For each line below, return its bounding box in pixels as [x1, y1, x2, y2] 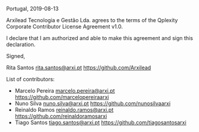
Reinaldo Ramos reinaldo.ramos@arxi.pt [14, 106, 114, 113]
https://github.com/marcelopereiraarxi [14, 94, 109, 100]
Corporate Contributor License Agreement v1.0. [6, 23, 123, 30]
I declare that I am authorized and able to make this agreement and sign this [6, 35, 193, 41]
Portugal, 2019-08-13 [6, 5, 59, 12]
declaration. [6, 41, 36, 48]
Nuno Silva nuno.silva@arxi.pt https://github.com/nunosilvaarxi [14, 100, 171, 107]
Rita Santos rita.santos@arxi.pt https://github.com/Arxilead [6, 64, 151, 71]
